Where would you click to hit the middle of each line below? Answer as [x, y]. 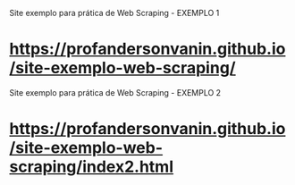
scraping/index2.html [92, 167]
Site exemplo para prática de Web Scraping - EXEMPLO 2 [115, 92]
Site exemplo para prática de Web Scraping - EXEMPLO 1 [114, 13]
